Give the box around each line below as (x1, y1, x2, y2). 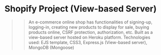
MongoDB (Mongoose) (28, 44, 75, 50)
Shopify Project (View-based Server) (4, 3, 157, 14)
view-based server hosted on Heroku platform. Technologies (28, 34, 151, 40)
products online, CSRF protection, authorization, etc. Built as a (28, 29, 153, 35)
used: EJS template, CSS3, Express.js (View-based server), (28, 39, 147, 45)
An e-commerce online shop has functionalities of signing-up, (28, 19, 153, 25)
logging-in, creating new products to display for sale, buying (28, 24, 149, 30)
